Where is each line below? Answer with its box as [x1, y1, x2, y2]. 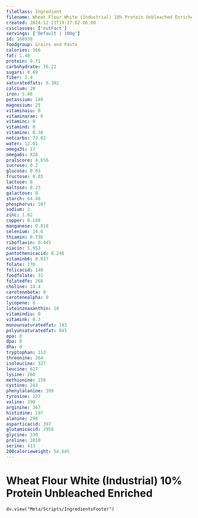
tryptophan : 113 [6, 349, 46, 355]
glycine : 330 [6, 432, 38, 438]
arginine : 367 [6, 404, 41, 410]
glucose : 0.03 [6, 168, 41, 174]
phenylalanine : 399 [6, 388, 54, 394]
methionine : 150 [6, 377, 46, 383]
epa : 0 [6, 333, 22, 339]
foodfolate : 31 [6, 273, 44, 279]
